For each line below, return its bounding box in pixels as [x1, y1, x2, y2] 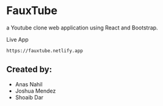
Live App [6, 36, 29, 43]
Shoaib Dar [15, 93, 44, 101]
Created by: [6, 64, 53, 75]
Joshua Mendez [15, 87, 56, 94]
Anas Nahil [15, 80, 43, 88]
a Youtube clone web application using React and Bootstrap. [6, 24, 158, 31]
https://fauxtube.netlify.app [6, 47, 84, 54]
